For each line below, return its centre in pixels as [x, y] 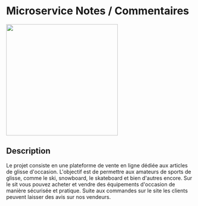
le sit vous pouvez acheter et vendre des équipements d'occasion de [91, 184]
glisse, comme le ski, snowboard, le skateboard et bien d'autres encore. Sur [99, 178]
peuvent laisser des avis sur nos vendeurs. [59, 197]
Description [28, 151]
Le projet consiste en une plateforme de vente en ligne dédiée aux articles [97, 165]
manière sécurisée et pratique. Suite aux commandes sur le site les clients [97, 191]
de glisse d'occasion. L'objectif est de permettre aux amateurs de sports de [99, 172]
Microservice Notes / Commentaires [98, 11]
